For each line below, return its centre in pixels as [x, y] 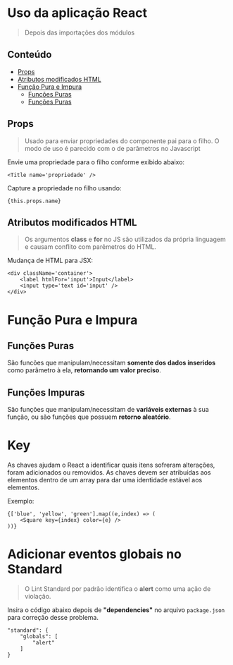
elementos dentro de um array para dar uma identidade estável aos [105, 480]
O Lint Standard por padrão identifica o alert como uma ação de [118, 589]
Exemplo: [21, 501]
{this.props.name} [34, 201]
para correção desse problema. [53, 618]
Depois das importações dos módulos [80, 32]
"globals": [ [39, 637]
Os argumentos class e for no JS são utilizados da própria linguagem [125, 239]
